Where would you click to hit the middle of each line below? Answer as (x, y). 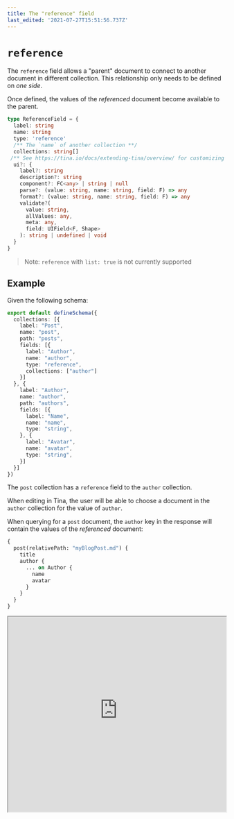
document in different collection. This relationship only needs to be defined (114, 78)
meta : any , (41, 223)
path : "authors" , (45, 403)
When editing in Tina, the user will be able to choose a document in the (108, 501)
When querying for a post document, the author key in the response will (110, 522)
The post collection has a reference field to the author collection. (100, 487)
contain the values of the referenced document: (75, 529)
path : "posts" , (42, 339)
